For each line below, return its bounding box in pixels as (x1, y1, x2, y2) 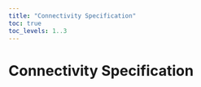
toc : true (8, 19, 42, 27)
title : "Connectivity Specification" (8, 11, 137, 20)
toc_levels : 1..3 (8, 27, 68, 35)
